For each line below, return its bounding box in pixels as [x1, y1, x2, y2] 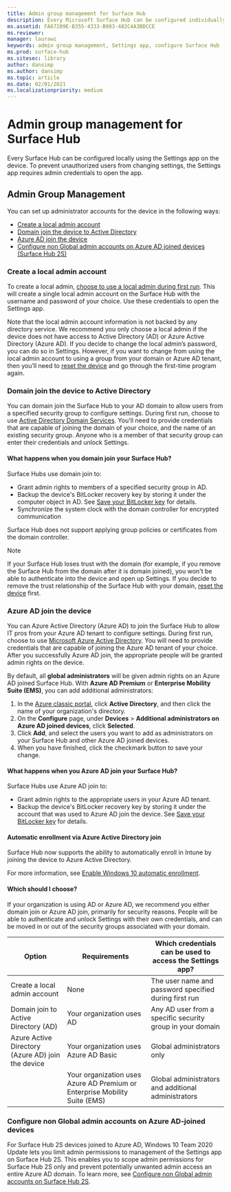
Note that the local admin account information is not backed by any [7, 318, 197, 326]
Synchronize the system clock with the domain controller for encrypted [16, 504, 219, 513]
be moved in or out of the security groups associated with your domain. [7, 922, 210, 930]
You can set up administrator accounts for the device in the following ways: [7, 207, 221, 215]
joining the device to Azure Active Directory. [7, 856, 132, 864]
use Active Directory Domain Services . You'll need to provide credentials [7, 416, 213, 424]
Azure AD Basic [67, 1050, 118, 1060]
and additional [151, 1082, 197, 1092]
